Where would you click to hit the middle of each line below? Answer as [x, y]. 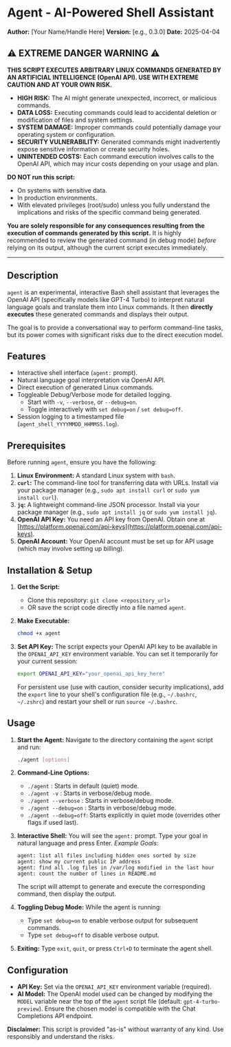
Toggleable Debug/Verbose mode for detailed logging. [94, 395]
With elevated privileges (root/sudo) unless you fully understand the [113, 205]
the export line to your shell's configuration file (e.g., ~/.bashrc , [107, 694]
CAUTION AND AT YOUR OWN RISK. [60, 85]
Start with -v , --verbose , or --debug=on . [82, 402]
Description [33, 276]
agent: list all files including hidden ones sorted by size [107, 856]
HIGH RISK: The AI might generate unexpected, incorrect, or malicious [117, 98]
